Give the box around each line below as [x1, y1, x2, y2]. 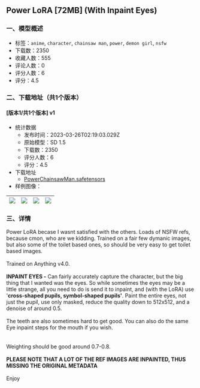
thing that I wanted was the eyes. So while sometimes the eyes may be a [6, 279, 186, 287]
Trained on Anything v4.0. [6, 260, 70, 267]
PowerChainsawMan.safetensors [23, 175, 106, 182]
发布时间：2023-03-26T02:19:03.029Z [23, 131, 120, 138]
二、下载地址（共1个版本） [6, 93, 83, 101]
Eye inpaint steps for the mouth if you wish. [6, 324, 113, 331]
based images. [6, 248, 43, 255]
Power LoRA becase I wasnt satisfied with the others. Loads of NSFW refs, [6, 228, 190, 236]
